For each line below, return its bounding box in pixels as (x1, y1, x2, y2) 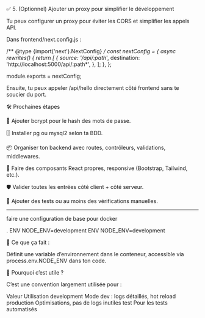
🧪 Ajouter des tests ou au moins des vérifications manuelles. (6, 198, 159, 204)
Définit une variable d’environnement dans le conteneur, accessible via (6, 251, 184, 257)
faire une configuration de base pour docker (6, 215, 118, 222)
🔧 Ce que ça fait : (6, 239, 50, 246)
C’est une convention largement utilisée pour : (6, 281, 122, 288)
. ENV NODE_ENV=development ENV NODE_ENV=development (6, 227, 166, 234)
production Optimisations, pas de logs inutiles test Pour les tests (6, 299, 168, 306)
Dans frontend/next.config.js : (6, 36, 82, 43)
